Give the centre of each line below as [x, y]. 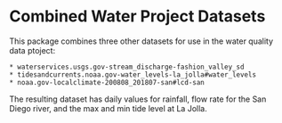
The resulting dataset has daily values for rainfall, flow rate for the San [138, 99]
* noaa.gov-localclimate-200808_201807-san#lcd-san [107, 82]
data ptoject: [32, 50]
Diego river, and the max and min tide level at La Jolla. [108, 108]
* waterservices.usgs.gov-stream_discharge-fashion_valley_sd [127, 67]
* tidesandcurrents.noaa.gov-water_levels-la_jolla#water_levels [133, 74]
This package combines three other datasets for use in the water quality [141, 41]
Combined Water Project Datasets [137, 16]
